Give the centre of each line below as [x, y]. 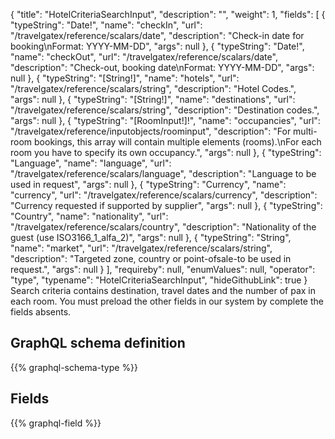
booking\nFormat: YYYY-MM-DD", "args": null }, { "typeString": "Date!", [157, 46]
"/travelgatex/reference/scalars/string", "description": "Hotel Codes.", [153, 88]
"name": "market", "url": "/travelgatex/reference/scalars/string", [141, 248]
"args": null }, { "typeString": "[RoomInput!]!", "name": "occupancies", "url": [165, 120]
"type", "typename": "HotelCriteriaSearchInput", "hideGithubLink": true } [159, 280]
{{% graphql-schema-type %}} [74, 367]
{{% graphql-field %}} [56, 423]
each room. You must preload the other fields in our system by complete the [167, 301]
